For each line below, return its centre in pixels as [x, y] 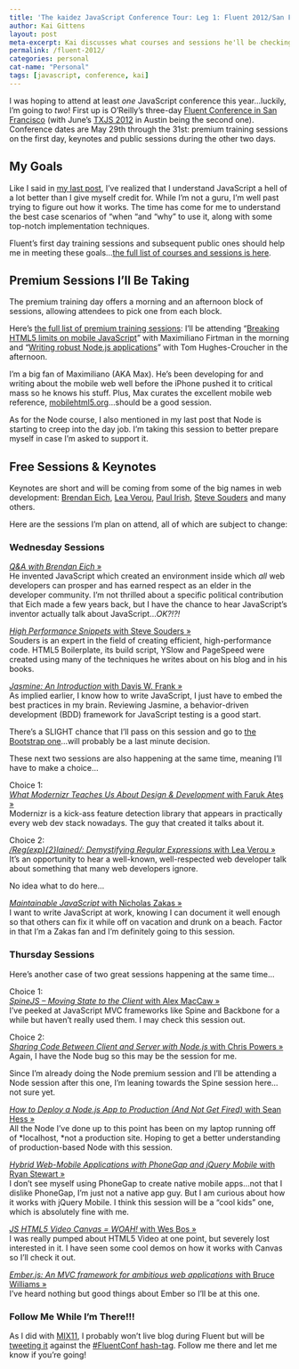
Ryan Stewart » [37, 1174]
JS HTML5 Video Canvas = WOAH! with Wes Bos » [103, 1228]
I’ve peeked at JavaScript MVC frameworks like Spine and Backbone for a [145, 1010]
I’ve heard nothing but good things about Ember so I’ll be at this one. [135, 1293]
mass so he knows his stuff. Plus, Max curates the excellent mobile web [141, 393]
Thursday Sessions [52, 955]
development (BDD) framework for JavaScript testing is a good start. [135, 715]
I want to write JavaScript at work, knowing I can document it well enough [145, 912]
